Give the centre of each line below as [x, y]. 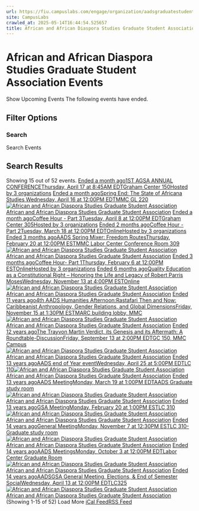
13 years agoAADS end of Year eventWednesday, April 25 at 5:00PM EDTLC [99, 363]
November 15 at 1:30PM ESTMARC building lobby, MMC [74, 312]
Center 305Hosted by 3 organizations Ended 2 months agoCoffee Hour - [95, 224]
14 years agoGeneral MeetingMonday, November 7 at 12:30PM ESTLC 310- [98, 426]
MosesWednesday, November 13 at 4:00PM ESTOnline [73, 281]
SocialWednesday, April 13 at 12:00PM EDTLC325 [67, 483]
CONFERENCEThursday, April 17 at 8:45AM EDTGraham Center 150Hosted [97, 187]
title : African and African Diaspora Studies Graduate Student [86, 28]
